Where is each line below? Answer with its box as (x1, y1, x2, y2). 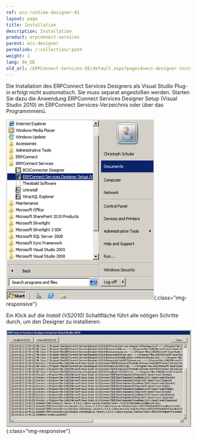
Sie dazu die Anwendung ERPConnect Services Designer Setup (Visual (6, 95, 178, 102)
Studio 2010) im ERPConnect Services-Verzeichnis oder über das (6, 101, 164, 108)
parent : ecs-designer (6, 41, 59, 47)
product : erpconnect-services (6, 34, 80, 41)
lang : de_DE (6, 59, 35, 65)
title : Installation (6, 22, 57, 28)
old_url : (6, 65, 28, 71)
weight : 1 (6, 53, 30, 59)
